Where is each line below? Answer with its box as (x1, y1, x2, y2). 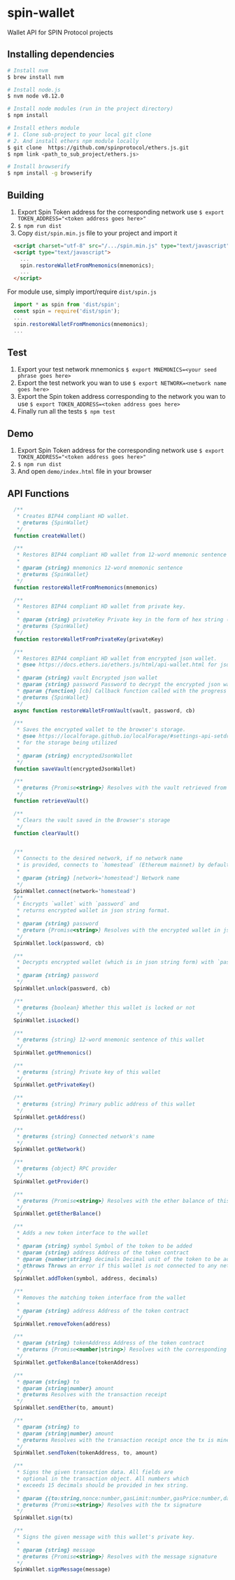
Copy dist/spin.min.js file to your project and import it (17, 229, 178, 237)
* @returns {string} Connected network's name (16, 1133, 155, 1140)
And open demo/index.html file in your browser (17, 468, 152, 476)
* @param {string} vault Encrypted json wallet (16, 674, 158, 681)
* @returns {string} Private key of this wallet (16, 1068, 161, 1075)
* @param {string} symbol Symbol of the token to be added (16, 1242, 192, 1249)
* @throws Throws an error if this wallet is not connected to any (16, 1262, 218, 1269)
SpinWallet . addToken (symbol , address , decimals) (13, 1275, 158, 1282)
